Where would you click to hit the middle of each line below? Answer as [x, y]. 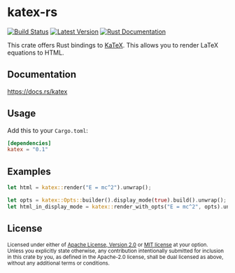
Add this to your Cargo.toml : [48, 130]
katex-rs [33, 12]
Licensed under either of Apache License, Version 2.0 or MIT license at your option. [108, 245]
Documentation [42, 75]
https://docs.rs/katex [37, 91]
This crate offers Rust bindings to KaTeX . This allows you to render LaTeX [113, 45]
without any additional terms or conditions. [58, 263]
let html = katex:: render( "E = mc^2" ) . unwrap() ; [79, 188]
